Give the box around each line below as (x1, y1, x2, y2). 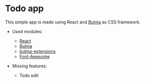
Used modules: (12, 28, 43, 34)
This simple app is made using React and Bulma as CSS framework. (5, 19, 141, 25)
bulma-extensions (19, 48, 56, 54)
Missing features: (12, 63, 47, 69)
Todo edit (19, 72, 39, 78)
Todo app (5, 3, 44, 14)
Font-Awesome (19, 53, 50, 59)
